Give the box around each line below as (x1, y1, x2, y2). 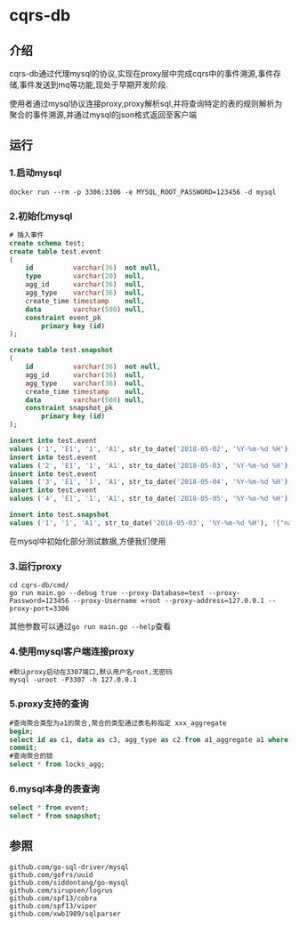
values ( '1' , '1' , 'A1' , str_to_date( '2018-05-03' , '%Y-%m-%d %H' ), (9, 518, 269, 528)
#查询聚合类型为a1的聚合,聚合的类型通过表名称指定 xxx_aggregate (9, 718, 227, 728)
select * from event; (9, 803, 90, 812)
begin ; (9, 727, 34, 736)
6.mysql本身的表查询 (9, 782, 101, 794)
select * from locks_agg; (9, 760, 105, 770)
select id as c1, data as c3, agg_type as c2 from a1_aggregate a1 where (9, 735, 289, 744)
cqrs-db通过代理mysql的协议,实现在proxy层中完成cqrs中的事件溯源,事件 (9, 69, 274, 78)
